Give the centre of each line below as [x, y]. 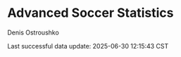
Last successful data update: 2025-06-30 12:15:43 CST [88, 46]
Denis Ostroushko [33, 32]
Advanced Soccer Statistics [90, 13]
